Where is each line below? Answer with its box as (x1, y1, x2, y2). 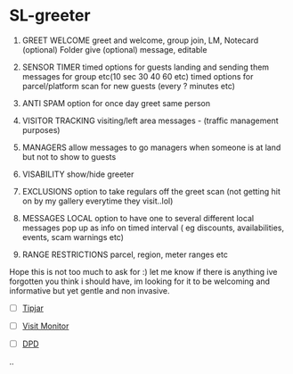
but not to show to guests (21, 151, 117, 162)
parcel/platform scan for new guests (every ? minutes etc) (21, 80, 236, 91)
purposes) (21, 124, 61, 135)
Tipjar (21, 303, 45, 313)
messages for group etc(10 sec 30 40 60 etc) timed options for (21, 71, 254, 81)
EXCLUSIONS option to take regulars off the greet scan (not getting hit (21, 186, 281, 196)
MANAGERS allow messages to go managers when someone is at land (21, 142, 281, 153)
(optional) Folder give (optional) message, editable (21, 44, 208, 54)
